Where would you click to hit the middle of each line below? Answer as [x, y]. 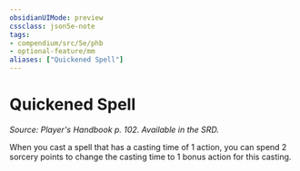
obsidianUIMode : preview [56, 18]
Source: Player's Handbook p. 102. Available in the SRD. [115, 129]
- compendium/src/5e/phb [56, 43]
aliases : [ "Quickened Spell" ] [67, 60]
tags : [20, 34]
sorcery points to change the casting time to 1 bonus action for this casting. [150, 157]
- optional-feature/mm [52, 52]
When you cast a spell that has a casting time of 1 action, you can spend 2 [148, 147]
